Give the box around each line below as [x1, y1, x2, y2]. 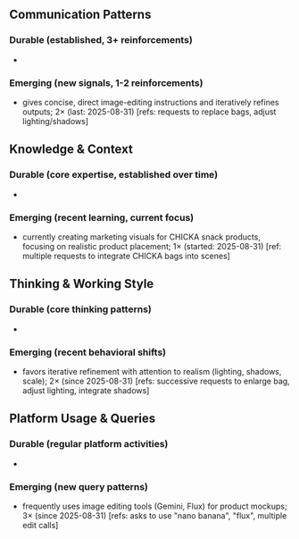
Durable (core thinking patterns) [9, 303, 152, 316]
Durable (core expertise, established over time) [9, 169, 219, 181]
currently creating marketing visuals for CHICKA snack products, [21, 232, 262, 242]
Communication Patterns [9, 7, 152, 22]
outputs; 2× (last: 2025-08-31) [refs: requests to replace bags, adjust [21, 106, 277, 117]
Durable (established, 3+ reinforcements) [9, 34, 194, 46]
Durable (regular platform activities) [9, 438, 169, 451]
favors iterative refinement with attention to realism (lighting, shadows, [21, 366, 282, 376]
